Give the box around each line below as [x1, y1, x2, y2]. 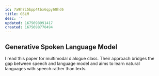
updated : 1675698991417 [5, 20, 53, 25]
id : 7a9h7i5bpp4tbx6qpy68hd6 [5, 7, 64, 12]
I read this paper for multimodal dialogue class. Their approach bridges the [5, 55, 155, 61]
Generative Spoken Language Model [5, 43, 117, 51]
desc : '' [5, 16, 23, 21]
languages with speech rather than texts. [5, 65, 87, 71]
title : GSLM [5, 12, 29, 16]
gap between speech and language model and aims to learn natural [5, 61, 140, 66]
